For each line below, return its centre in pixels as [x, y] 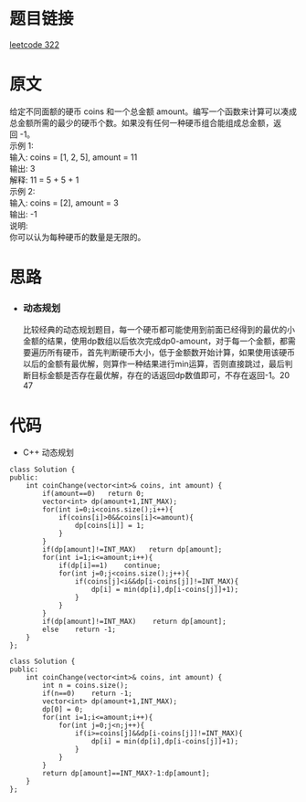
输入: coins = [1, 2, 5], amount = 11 [74, 157]
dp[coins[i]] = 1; [110, 526]
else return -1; [79, 630]
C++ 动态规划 [48, 452]
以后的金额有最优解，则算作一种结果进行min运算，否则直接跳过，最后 [153, 364]
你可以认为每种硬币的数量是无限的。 [78, 237]
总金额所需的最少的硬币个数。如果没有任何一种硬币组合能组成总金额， [142, 122]
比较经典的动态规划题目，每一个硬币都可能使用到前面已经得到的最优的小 [158, 330]
